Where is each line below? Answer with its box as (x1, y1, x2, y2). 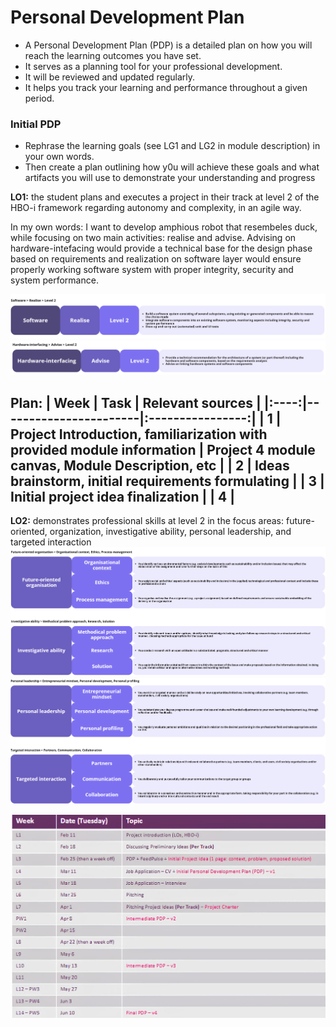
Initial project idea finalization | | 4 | (10, 488, 236, 505)
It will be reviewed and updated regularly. (24, 71, 196, 83)
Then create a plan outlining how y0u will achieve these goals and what (24, 161, 320, 173)
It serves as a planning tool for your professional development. (24, 60, 283, 72)
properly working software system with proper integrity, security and (10, 264, 294, 276)
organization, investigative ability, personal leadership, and (49, 526, 292, 538)
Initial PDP (10, 117, 62, 131)
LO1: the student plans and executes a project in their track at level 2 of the (10, 191, 320, 203)
